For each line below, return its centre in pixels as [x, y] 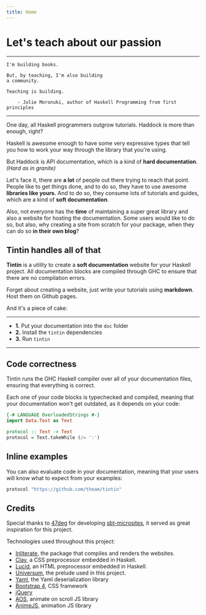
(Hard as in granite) [31, 168]
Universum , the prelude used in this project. [71, 573]
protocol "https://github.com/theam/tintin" [64, 489]
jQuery [24, 592]
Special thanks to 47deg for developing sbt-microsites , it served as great [98, 523]
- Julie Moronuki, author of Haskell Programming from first [97, 102]
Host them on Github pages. [42, 296]
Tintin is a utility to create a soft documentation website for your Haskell [99, 265]
